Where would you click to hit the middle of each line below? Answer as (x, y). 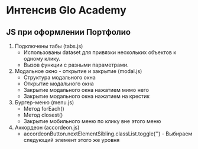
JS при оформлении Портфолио (69, 32)
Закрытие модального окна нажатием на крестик (87, 96)
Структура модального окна (59, 77)
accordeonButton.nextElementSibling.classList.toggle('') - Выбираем (108, 134)
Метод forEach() (44, 109)
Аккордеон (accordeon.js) (47, 128)
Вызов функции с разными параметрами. (76, 65)
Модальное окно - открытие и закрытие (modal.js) (78, 71)
